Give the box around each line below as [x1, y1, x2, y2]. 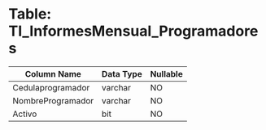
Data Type [101, 68, 142, 79]
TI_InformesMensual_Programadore [8, 22, 259, 40]
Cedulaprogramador [12, 82, 90, 93]
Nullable [150, 68, 183, 79]
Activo [12, 108, 37, 120]
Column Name [24, 68, 81, 79]
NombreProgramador [12, 94, 94, 106]
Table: [8, 5, 52, 23]
